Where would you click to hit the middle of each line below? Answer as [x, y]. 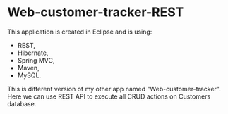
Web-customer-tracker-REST [96, 12]
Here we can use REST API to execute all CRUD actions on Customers [109, 96]
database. [22, 103]
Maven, [29, 68]
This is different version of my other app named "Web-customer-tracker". [114, 89]
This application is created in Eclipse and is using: [80, 32]
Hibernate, [33, 53]
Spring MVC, [36, 60]
